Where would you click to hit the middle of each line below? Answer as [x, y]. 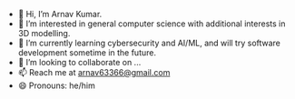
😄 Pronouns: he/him [56, 85]
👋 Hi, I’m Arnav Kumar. [60, 14]
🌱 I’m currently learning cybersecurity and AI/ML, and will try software [149, 43]
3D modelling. [44, 33]
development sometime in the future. [87, 53]
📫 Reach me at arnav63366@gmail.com [94, 72]
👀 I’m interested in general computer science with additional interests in [152, 24]
